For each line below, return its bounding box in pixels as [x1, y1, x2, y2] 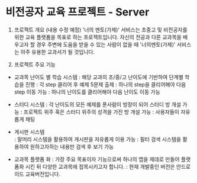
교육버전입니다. [25, 170, 60, 178]
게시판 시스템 [14, 128, 45, 135]
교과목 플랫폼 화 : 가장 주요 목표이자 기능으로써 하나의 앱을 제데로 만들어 [14, 155, 180, 163]
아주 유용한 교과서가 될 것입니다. [20, 48, 95, 55]
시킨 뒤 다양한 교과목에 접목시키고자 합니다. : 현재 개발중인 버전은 [25, 163, 175, 170]
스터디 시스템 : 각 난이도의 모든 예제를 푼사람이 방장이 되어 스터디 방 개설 [14, 101, 182, 108]
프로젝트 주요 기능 [14, 60, 56, 68]
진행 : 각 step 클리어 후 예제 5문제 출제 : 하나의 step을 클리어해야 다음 [25, 81, 186, 88]
